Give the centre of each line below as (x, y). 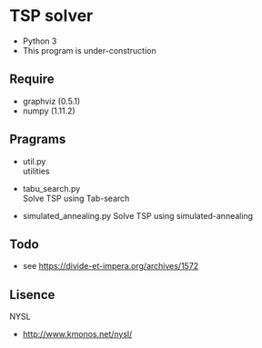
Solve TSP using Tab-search (76, 198)
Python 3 (40, 41)
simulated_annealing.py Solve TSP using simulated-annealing (137, 215)
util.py (34, 161)
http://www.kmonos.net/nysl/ (77, 334)
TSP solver (51, 16)
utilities (36, 171)
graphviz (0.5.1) (51, 101)
